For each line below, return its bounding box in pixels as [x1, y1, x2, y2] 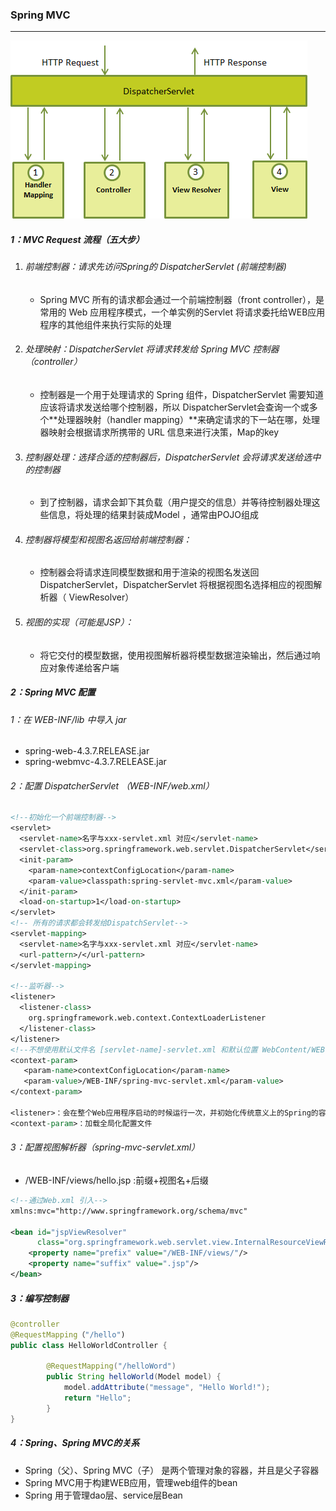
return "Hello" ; [63, 1393, 132, 1403]
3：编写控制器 [10, 1292, 70, 1304]
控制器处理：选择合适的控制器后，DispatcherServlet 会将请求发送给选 [24, 451, 313, 463]
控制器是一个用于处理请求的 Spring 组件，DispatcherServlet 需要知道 [39, 389, 324, 401]
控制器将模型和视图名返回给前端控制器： [24, 533, 192, 545]
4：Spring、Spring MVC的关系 [10, 1437, 140, 1449]
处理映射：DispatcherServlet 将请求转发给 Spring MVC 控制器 [24, 343, 280, 355]
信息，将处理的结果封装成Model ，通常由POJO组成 [48, 509, 260, 521]
